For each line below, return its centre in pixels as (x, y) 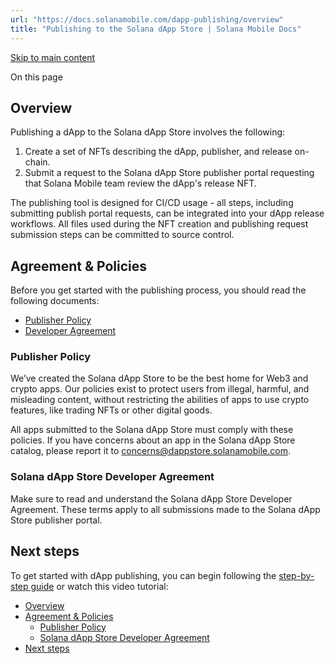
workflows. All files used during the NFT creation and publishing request (159, 224)
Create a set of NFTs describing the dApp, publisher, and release (158, 152)
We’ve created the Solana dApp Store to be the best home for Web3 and (159, 378)
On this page (36, 77)
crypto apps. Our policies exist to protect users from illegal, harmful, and (160, 389)
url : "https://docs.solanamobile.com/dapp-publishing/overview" (147, 19)
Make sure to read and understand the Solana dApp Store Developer (151, 498)
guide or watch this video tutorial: (99, 586)
